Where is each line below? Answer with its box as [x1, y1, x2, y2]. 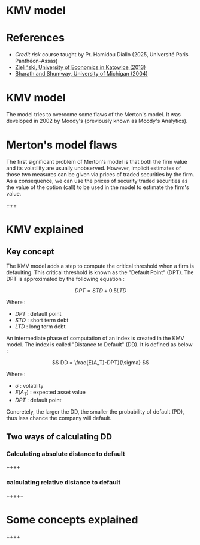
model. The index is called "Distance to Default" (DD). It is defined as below [6, 341, 193, 348]
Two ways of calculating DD [6, 432, 113, 442]
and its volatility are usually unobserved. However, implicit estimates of [6, 164, 181, 172]
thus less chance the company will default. [6, 414, 112, 421]
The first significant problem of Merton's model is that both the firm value [6, 158, 187, 165]
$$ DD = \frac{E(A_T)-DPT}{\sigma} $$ [51, 359, 150, 366]
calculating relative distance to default [6, 478, 121, 487]
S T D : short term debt [14, 316, 69, 324]
